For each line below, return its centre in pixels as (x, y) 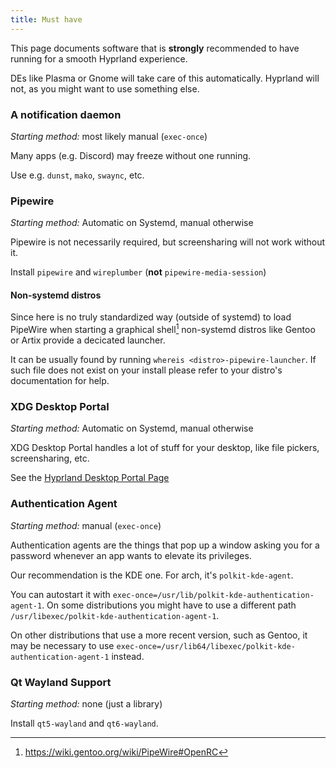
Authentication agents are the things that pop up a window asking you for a (165, 545)
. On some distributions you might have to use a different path (169, 605)
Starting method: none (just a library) (86, 703)
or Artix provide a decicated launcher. (88, 340)
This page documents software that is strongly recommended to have (155, 48)
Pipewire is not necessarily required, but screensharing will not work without (168, 242)
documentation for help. (60, 381)
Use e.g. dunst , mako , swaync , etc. (77, 175)
